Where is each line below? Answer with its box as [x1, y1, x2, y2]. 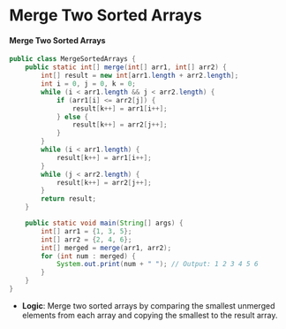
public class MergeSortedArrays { [9, 55, 137, 64]
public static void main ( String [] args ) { [25, 218, 184, 228]
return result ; [41, 195, 97, 203]
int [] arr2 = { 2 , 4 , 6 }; [41, 235, 132, 244]
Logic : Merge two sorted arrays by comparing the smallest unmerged [21, 300, 275, 310]
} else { [56, 112, 89, 121]
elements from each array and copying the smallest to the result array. [21, 310, 278, 320]
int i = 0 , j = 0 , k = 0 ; [41, 80, 137, 88]
